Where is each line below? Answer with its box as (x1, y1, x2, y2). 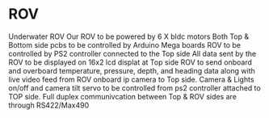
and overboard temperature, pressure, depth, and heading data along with (8, 65, 256, 75)
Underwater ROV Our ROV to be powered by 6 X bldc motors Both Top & (8, 32, 250, 41)
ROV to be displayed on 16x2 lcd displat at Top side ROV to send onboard (8, 57, 253, 67)
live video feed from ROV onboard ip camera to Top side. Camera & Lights (8, 74, 254, 84)
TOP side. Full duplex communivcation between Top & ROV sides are (8, 91, 237, 101)
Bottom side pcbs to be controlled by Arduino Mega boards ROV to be (8, 40, 241, 49)
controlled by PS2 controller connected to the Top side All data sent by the (8, 48, 257, 58)
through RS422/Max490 (8, 100, 90, 110)
